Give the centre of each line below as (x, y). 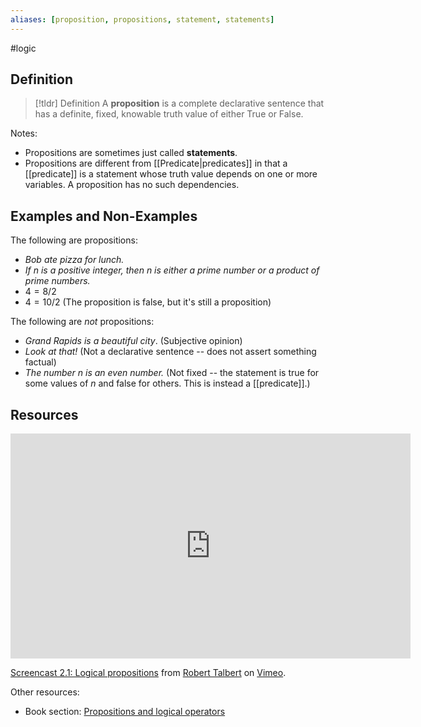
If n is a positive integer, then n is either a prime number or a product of (172, 270)
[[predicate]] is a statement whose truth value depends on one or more (171, 174)
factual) (40, 362)
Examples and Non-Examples (104, 216)
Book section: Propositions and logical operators (125, 712)
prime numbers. (57, 281)
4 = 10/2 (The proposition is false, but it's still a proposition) (148, 302)
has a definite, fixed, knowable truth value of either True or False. (169, 114)
